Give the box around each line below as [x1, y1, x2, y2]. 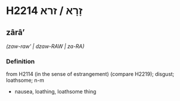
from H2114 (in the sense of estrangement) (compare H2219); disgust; [6, 71, 175, 78]
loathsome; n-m [6, 77, 44, 84]
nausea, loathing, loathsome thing [14, 88, 96, 95]
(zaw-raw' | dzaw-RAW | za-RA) [6, 43, 85, 50]
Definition [6, 57, 35, 65]
